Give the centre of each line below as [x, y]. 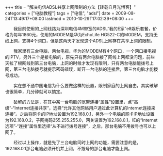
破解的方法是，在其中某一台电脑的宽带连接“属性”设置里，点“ [74, 102]
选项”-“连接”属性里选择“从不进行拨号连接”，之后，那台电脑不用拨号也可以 [78, 126]
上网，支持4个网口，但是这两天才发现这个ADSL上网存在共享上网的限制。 [82, 41]
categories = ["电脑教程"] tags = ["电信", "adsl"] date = [60, 13]
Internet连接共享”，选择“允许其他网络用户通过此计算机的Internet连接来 [85, 108]
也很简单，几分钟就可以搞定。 [35, 92]
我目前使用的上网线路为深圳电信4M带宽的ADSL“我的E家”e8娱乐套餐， [83, 29]
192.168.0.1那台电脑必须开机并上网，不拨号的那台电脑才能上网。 [69, 148]
